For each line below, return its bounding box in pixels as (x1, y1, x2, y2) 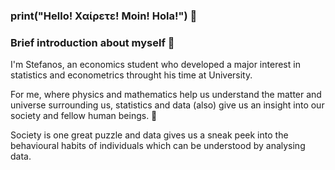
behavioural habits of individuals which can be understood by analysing (10, 140, 306, 152)
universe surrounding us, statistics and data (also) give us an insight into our (10, 99, 325, 111)
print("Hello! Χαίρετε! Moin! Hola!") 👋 (10, 9, 198, 23)
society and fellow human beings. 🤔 (10, 110, 158, 122)
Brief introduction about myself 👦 (10, 35, 175, 49)
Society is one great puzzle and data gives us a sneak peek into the (10, 129, 289, 141)
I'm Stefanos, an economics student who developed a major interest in (10, 59, 301, 71)
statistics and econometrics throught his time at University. (10, 69, 253, 81)
